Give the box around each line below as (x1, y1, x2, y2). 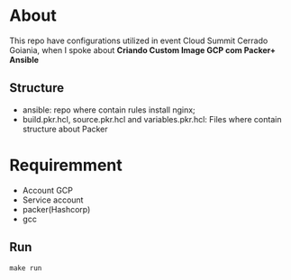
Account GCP (22, 185, 74, 195)
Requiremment (9, 155, 123, 176)
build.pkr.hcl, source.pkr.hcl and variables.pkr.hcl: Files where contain (22, 113, 282, 124)
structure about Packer (22, 123, 108, 134)
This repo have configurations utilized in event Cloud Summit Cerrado (9, 35, 268, 46)
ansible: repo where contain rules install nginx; (22, 104, 196, 115)
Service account (22, 194, 84, 205)
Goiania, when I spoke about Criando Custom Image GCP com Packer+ (9, 44, 277, 55)
